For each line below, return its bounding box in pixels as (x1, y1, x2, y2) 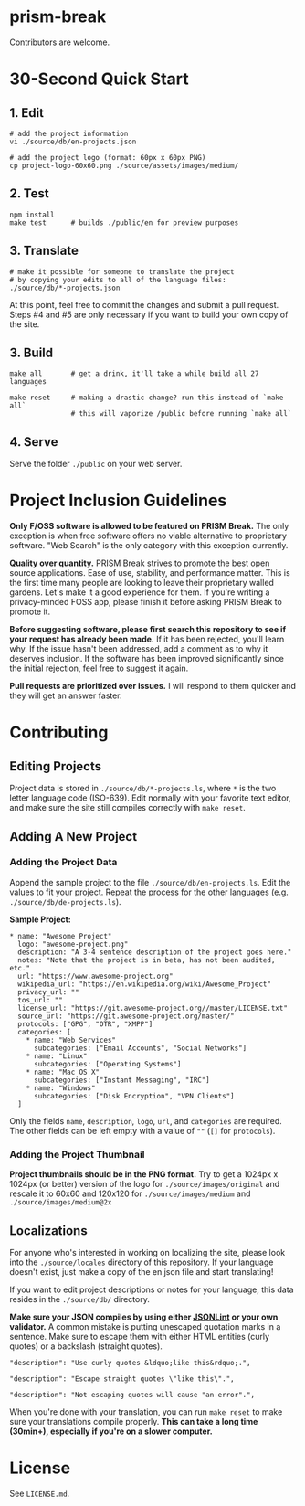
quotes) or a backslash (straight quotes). (9, 1341, 163, 1352)
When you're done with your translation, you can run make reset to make (9, 1405, 283, 1417)
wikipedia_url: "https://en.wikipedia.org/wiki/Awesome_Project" (17, 980, 272, 989)
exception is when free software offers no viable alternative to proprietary (9, 530, 288, 541)
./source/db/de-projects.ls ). (9, 896, 121, 907)
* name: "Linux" (26, 1051, 89, 1061)
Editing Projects (9, 758, 102, 774)
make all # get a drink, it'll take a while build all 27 (9, 369, 259, 378)
